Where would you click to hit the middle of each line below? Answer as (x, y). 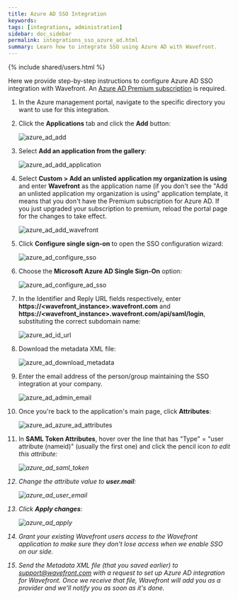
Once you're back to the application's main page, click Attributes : (115, 411)
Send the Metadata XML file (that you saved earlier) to (98, 565)
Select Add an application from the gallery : (83, 151)
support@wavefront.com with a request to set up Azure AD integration (121, 573)
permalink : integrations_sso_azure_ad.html (73, 40)
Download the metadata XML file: (67, 349)
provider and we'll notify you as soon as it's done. (91, 588)
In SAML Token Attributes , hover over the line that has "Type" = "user (121, 439)
